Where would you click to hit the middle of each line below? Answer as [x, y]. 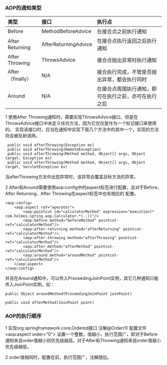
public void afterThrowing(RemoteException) [54, 150]
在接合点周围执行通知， [124, 89]
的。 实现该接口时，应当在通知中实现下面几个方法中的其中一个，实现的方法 [82, 129]
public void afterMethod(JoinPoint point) [50, 303]
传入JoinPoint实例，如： [30, 284]
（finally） [20, 79]
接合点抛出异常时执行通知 [127, 60]
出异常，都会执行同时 [122, 80]
